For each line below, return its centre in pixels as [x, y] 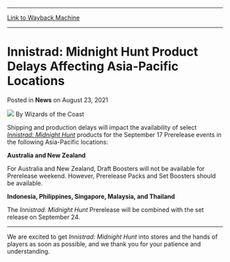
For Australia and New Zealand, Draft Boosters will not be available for [106, 168]
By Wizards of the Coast [50, 114]
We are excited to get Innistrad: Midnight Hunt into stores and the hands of [112, 237]
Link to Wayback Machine [43, 17]
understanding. [28, 251]
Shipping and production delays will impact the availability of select [102, 127]
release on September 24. [44, 217]
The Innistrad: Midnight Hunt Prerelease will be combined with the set [105, 209]
